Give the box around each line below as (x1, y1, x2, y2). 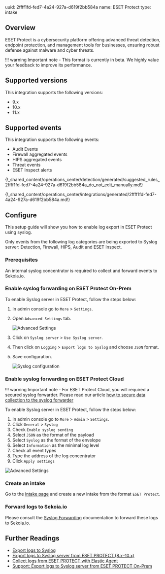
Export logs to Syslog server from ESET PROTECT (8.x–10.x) (12, 552, 134, 558)
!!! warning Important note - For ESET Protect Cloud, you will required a (5, 387, 149, 393)
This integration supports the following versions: (5, 89, 103, 95)
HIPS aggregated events (12, 157, 62, 163)
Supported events (5, 124, 62, 132)
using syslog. (5, 229, 32, 236)
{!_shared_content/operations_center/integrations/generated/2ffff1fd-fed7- (5, 192, 157, 198)
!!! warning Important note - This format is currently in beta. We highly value (5, 57, 159, 63)
